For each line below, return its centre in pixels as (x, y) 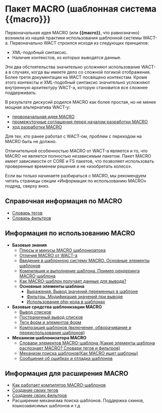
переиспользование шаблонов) (52, 333)
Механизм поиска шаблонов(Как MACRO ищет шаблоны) (79, 353)
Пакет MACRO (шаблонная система (81, 9)
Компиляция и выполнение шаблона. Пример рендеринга (79, 270)
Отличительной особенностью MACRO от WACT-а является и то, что (76, 151)
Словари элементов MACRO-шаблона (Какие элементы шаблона (87, 343)
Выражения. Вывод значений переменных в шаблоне (82, 291)
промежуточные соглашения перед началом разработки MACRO (80, 122)
